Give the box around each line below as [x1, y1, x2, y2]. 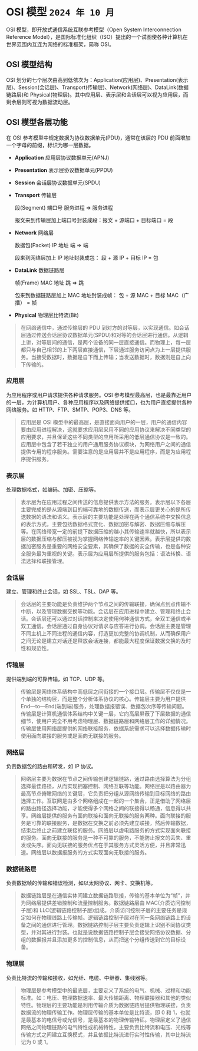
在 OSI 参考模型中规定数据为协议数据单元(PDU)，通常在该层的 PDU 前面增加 [6, 134, 191, 141]
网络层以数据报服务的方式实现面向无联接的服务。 [31, 849, 150, 856]
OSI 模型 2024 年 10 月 [6, 5, 115, 19]
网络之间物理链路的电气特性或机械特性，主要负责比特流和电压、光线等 [20, 1023, 192, 1030]
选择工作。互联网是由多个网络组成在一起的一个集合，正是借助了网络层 [20, 797, 192, 804]
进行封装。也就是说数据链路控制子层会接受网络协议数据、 [46, 929, 186, 936]
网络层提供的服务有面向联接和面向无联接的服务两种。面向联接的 [31, 812, 186, 819]
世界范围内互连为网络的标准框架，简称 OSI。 [6, 41, 115, 48]
